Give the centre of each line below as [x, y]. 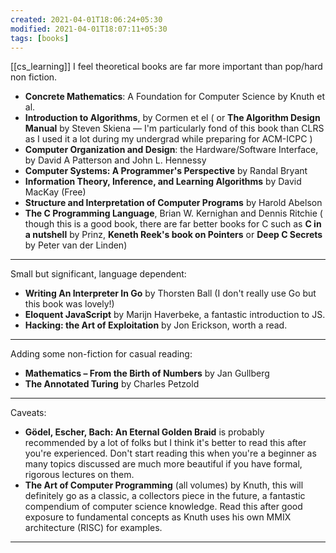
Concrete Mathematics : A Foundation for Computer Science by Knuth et [174, 97]
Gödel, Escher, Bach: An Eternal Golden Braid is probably [144, 432]
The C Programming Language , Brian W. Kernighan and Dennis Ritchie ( [173, 213]
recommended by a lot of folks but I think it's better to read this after [165, 443]
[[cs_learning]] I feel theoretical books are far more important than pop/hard [166, 67]
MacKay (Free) [55, 192]
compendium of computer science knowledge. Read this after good [163, 507]
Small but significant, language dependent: [98, 274]
